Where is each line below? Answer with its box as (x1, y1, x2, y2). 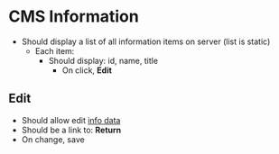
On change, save (21, 133, 85, 145)
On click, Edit (61, 65, 112, 76)
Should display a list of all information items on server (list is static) (21, 36, 271, 47)
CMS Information (8, 6, 139, 27)
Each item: (34, 45, 75, 56)
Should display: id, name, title (48, 55, 159, 66)
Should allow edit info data (21, 114, 121, 125)
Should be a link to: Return (21, 124, 122, 135)
